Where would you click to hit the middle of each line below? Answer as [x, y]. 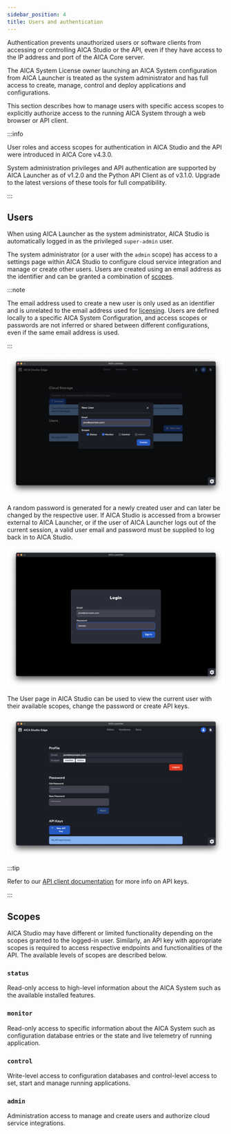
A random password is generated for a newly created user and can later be [114, 508]
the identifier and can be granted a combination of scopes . [91, 276]
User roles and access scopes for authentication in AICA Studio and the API [114, 147]
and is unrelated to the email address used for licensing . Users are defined [113, 311]
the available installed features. [51, 995]
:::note [16, 290]
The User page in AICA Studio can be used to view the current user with [110, 699]
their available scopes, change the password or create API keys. [98, 706]
